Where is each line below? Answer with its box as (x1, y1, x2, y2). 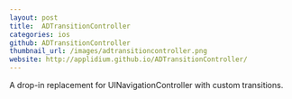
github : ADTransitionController (9, 38, 131, 48)
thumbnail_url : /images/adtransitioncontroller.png (9, 47, 207, 56)
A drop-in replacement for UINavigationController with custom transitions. (9, 80, 284, 90)
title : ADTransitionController (9, 22, 131, 31)
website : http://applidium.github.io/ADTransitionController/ (9, 55, 248, 64)
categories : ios (9, 30, 70, 39)
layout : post (9, 13, 59, 22)
